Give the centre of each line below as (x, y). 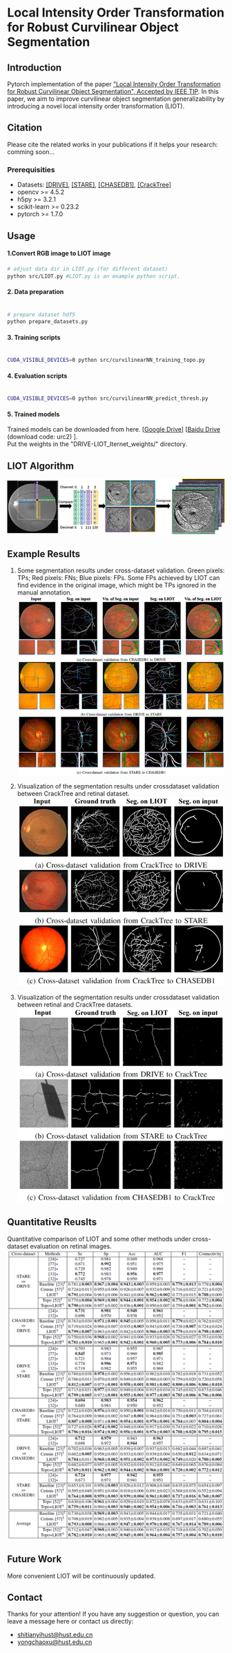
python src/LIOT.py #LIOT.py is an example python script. (94, 276)
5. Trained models (33, 414)
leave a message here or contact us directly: (70, 1621)
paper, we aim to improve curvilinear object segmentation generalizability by (116, 99)
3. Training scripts (34, 337)
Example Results (44, 554)
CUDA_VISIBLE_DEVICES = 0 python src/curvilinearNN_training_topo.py (106, 360)
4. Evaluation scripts (37, 376)
